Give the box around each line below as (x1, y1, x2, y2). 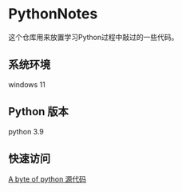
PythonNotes (8, 5, 98, 23)
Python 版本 (8, 105, 69, 118)
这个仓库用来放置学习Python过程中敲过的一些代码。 (8, 32, 179, 42)
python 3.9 (8, 126, 44, 136)
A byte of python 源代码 (8, 174, 86, 184)
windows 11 (8, 79, 46, 89)
